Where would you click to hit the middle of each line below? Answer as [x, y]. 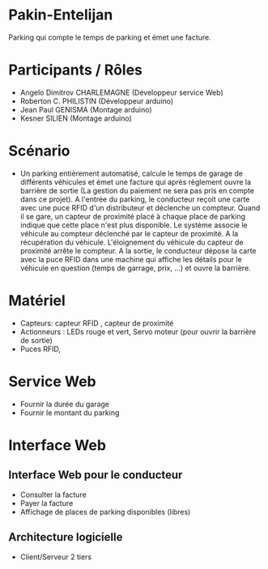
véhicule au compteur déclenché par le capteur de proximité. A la [129, 233]
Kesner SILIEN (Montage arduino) [76, 118]
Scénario [39, 151]
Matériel [37, 300]
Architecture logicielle [66, 537]
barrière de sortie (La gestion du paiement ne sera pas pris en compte [137, 190]
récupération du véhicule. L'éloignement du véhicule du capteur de [132, 242]
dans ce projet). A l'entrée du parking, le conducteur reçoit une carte [135, 199]
